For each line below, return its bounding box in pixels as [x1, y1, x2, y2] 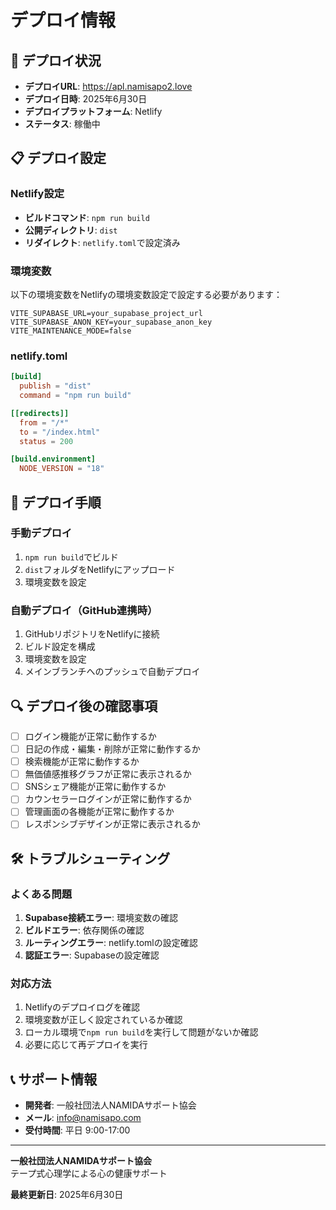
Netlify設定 [10, 187, 65, 201]
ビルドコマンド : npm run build [24, 211, 150, 223]
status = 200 [19, 436, 74, 446]
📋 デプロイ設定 [10, 150, 107, 167]
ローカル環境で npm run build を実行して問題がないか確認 [24, 1026, 259, 1038]
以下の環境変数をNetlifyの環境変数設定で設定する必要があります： [10, 288, 283, 300]
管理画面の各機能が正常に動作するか [24, 806, 175, 818]
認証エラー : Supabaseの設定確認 [24, 949, 160, 961]
